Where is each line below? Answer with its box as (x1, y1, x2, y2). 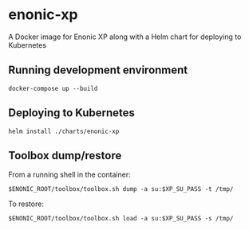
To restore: (8, 199, 44, 209)
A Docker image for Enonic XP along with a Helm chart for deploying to (8, 32, 242, 41)
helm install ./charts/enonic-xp (8, 127, 120, 135)
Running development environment (8, 64, 188, 77)
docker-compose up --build (8, 84, 98, 92)
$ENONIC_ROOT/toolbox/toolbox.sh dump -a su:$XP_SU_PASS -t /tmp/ (8, 185, 234, 193)
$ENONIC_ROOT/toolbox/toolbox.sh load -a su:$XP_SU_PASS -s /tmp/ (8, 215, 234, 223)
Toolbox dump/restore (8, 149, 122, 162)
